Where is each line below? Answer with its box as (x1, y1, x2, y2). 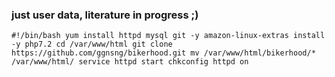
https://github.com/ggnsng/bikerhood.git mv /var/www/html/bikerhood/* (11, 48, 316, 58)
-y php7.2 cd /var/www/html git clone (11, 39, 173, 50)
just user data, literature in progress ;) (11, 8, 199, 22)
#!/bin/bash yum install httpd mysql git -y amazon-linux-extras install (11, 31, 326, 41)
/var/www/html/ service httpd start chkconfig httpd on (11, 57, 249, 67)
